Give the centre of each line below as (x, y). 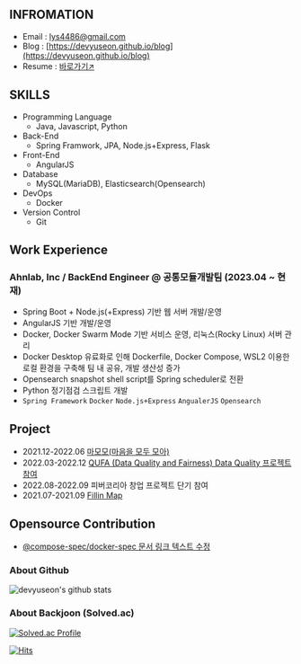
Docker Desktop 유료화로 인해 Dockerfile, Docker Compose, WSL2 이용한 (156, 357)
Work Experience (59, 250)
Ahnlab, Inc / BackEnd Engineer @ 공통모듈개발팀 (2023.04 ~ (142, 277)
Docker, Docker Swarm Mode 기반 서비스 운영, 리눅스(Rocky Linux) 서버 (152, 334)
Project (30, 429)
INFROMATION (52, 15)
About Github (40, 570)
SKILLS (30, 95)
